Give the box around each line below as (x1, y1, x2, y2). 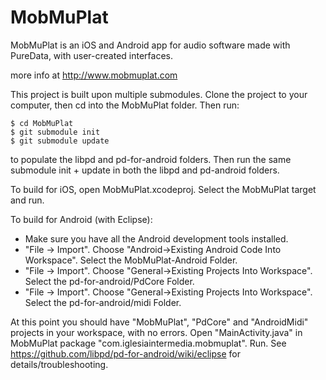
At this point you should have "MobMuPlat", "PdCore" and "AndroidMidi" (10, 316, 309, 328)
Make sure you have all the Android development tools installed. (24, 232, 289, 245)
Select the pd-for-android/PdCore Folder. (24, 275, 195, 287)
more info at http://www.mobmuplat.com (10, 69, 178, 81)
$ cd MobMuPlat (10, 118, 74, 128)
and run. (10, 194, 45, 206)
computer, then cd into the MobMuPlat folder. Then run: (10, 99, 240, 111)
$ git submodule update (10, 136, 110, 146)
